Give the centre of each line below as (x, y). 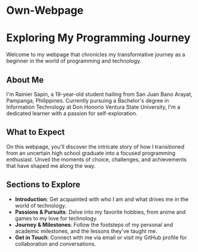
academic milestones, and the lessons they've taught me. (86, 231)
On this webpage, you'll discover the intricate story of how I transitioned (95, 146)
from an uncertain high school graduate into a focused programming (91, 153)
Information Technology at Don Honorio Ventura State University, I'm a (93, 107)
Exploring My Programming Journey (98, 38)
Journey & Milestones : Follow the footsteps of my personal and (94, 224)
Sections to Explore (43, 184)
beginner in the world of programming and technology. (74, 61)
